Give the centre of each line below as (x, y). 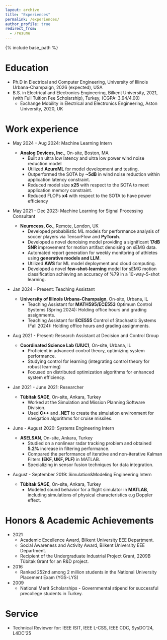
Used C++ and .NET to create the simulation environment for (91, 413)
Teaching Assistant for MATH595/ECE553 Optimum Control (90, 304)
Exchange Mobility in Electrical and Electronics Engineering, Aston (89, 103)
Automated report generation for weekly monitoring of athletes (92, 252)
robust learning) (44, 366)
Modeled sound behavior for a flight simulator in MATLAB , (88, 489)
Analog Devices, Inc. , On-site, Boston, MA (64, 153)
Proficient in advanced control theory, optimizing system (86, 350)
